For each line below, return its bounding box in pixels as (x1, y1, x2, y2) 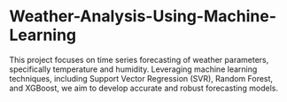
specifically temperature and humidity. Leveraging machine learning (9, 64, 258, 75)
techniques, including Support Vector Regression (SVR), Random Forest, (9, 73, 273, 83)
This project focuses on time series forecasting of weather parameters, (9, 54, 269, 65)
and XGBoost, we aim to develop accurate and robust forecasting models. (9, 82, 279, 93)
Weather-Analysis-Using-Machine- (9, 6, 277, 27)
